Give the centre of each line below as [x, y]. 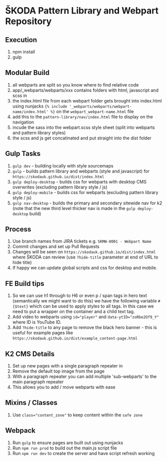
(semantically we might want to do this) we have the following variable [84, 301]
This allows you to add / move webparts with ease [64, 387]
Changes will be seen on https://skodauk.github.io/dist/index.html [84, 252]
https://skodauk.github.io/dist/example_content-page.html [75, 338]
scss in [20, 95]
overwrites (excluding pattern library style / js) [60, 187]
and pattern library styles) [39, 132]
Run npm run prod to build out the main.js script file [65, 448]
